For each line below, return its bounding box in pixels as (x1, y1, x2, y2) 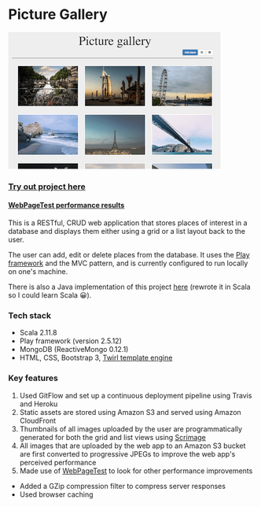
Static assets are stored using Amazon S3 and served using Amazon (19, 407, 241, 416)
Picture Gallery (8, 6, 108, 24)
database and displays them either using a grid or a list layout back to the (8, 227, 246, 236)
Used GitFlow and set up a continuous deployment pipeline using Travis (19, 390, 252, 400)
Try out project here (8, 181, 86, 192)
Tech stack (8, 309, 51, 320)
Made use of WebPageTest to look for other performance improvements (19, 466, 253, 476)
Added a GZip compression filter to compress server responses (19, 481, 226, 490)
